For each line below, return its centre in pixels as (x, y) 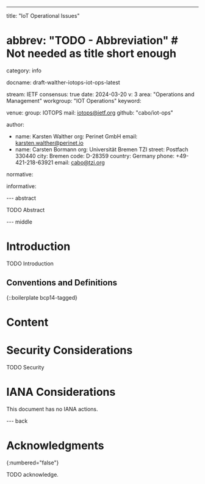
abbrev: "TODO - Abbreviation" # (92, 41)
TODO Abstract (25, 210)
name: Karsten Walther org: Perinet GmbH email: (76, 136)
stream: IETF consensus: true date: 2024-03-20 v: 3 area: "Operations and (100, 94)
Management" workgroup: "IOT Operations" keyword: (74, 100)
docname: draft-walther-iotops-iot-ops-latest (63, 82)
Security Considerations (70, 350)
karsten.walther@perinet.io (49, 143)
